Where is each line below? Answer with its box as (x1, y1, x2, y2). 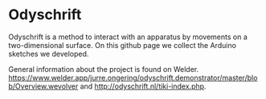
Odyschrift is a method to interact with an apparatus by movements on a (8, 32, 248, 42)
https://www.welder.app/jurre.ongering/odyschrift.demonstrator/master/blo (8, 73, 258, 82)
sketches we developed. (8, 49, 89, 58)
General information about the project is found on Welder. (8, 64, 199, 73)
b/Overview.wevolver (8, 81, 79, 91)
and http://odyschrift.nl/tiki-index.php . (80, 81, 207, 91)
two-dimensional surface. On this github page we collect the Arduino (8, 40, 237, 49)
